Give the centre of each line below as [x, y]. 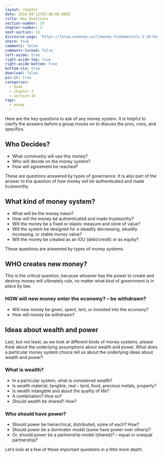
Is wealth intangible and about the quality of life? [60, 391]
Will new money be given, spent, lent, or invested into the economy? [80, 309]
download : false [21, 73]
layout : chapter [21, 10]
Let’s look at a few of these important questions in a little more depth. [74, 450]
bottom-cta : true [23, 69]
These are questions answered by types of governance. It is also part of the [81, 176]
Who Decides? [27, 144]
